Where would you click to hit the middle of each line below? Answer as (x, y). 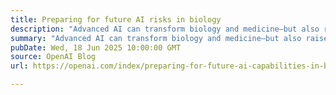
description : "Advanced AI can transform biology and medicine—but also (165, 29)
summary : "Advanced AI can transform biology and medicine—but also (156, 38)
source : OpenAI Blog (53, 57)
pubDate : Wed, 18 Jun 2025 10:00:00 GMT (96, 47)
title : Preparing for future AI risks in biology (116, 19)
